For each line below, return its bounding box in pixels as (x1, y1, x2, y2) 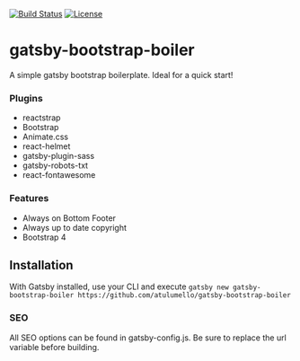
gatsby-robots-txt (22, 160, 88, 171)
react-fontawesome (22, 170, 96, 180)
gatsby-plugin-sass (22, 151, 95, 162)
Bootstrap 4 (22, 232, 66, 242)
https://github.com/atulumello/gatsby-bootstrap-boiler (77, 291, 292, 300)
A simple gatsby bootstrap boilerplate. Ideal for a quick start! (9, 69, 234, 80)
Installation (9, 257, 74, 273)
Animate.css (22, 131, 69, 143)
